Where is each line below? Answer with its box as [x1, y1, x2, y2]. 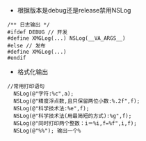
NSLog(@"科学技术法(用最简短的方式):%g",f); [13, 112, 132, 119]
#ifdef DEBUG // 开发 [7, 29, 68, 36]
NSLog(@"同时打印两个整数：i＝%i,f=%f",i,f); [13, 120, 137, 127]
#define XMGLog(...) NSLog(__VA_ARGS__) [7, 35, 127, 42]
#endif [7, 54, 26, 61]
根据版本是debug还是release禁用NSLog [17, 6, 131, 14]
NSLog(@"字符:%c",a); [13, 90, 74, 97]
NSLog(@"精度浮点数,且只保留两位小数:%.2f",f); [13, 98, 140, 105]
